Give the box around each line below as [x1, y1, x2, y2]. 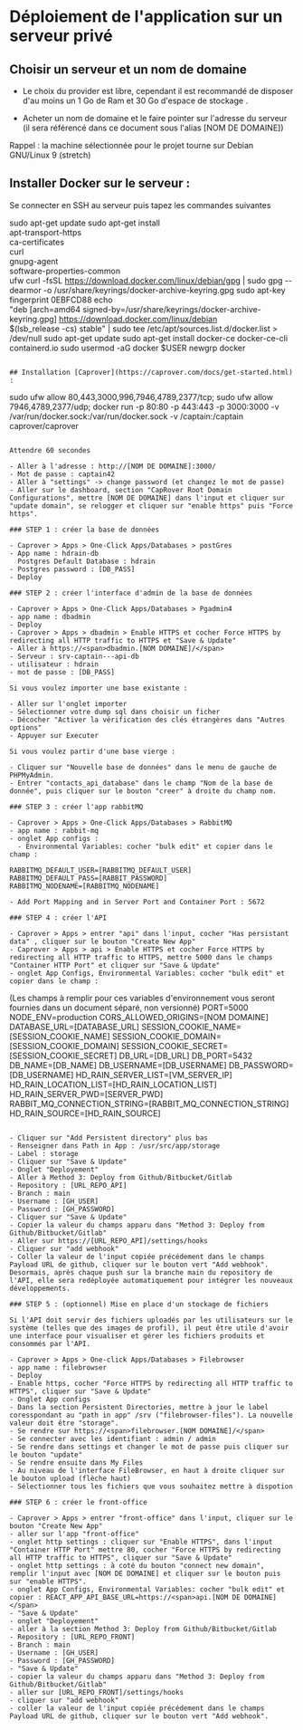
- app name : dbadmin [9, 612, 91, 621]
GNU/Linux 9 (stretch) [9, 149, 91, 160]
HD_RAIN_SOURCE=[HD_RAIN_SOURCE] [9, 1107, 161, 1119]
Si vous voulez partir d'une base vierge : [9, 747, 176, 756]
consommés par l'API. [9, 1339, 91, 1348]
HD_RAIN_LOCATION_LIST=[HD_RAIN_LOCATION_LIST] [9, 1079, 217, 1090]
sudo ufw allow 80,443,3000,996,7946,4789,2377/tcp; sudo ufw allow [9, 391, 274, 402]
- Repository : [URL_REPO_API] [9, 1180, 128, 1190]
